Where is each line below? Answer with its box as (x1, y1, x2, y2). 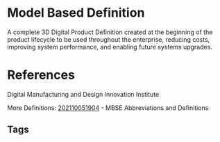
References (7, 68, 75, 83)
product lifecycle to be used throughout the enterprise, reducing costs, (7, 35, 210, 43)
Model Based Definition (7, 5, 145, 21)
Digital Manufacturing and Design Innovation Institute (7, 90, 160, 98)
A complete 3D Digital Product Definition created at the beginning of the (7, 28, 213, 36)
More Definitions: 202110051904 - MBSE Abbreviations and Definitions (7, 103, 209, 112)
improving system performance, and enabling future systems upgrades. (7, 42, 213, 51)
